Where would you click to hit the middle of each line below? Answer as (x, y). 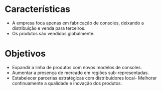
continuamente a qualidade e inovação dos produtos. (67, 83)
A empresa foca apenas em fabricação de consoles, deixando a (78, 23)
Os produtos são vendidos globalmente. (53, 33)
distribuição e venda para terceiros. (49, 28)
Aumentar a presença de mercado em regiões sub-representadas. (80, 73)
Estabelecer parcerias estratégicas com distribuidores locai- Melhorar (84, 78)
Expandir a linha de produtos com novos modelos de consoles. (77, 67)
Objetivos (25, 54)
